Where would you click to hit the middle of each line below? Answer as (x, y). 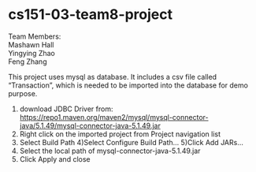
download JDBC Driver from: (66, 109)
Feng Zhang (28, 62)
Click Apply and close (55, 159)
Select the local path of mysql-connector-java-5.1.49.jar (110, 151)
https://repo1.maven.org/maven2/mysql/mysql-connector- (114, 117)
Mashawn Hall (31, 44)
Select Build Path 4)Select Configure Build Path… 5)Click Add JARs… (132, 142)
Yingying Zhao (32, 53)
